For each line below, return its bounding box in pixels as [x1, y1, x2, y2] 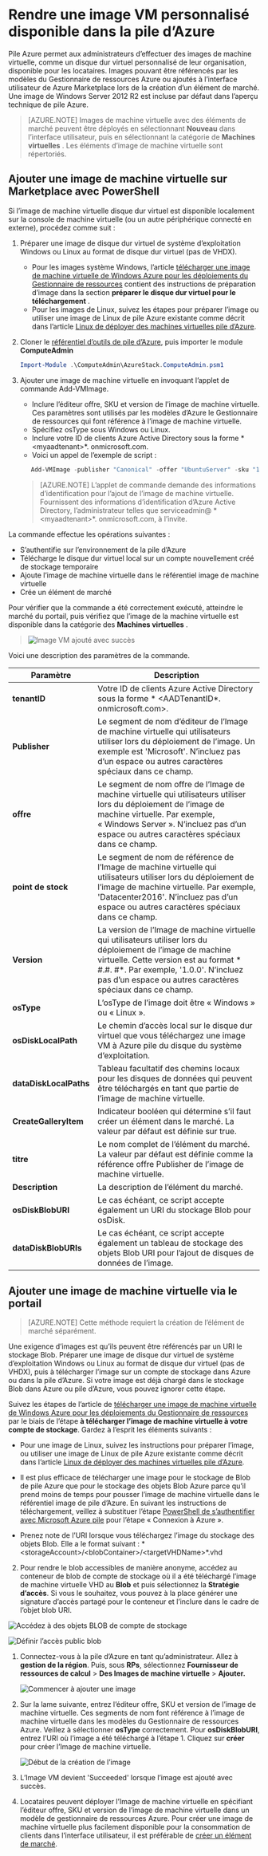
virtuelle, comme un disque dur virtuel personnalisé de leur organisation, [8, 57, 247, 67]
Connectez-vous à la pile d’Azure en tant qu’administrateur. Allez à [19, 1652, 238, 1661]
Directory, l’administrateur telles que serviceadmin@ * [39, 505, 218, 515]
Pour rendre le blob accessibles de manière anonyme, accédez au [19, 1563, 238, 1573]
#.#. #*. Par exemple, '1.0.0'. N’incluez [97, 963, 243, 975]
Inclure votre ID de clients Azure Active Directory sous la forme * [31, 433, 245, 443]
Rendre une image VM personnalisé [8, 6, 250, 24]
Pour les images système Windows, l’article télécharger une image [31, 262, 250, 272]
